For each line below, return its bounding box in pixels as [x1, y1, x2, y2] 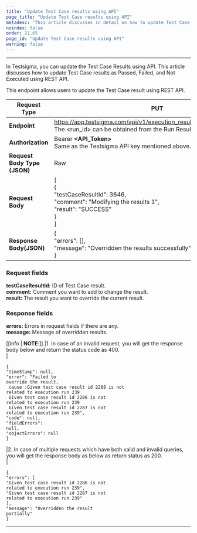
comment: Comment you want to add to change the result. [6, 288, 148, 296]
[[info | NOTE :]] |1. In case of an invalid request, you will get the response [6, 340, 183, 347]
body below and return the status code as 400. [6, 347, 120, 354]
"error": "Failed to [6, 374, 57, 380]
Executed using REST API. [6, 75, 69, 82]
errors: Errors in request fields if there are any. [6, 322, 119, 330]
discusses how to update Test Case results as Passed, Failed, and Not [6, 69, 176, 76]
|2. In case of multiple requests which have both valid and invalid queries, [6, 446, 184, 453]
